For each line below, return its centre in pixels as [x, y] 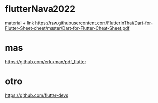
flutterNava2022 [40, 9]
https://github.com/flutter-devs [37, 95]
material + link [20, 23]
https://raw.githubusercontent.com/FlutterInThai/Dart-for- [94, 23]
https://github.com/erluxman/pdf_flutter [46, 61]
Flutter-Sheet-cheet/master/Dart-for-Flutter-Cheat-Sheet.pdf [67, 28]
